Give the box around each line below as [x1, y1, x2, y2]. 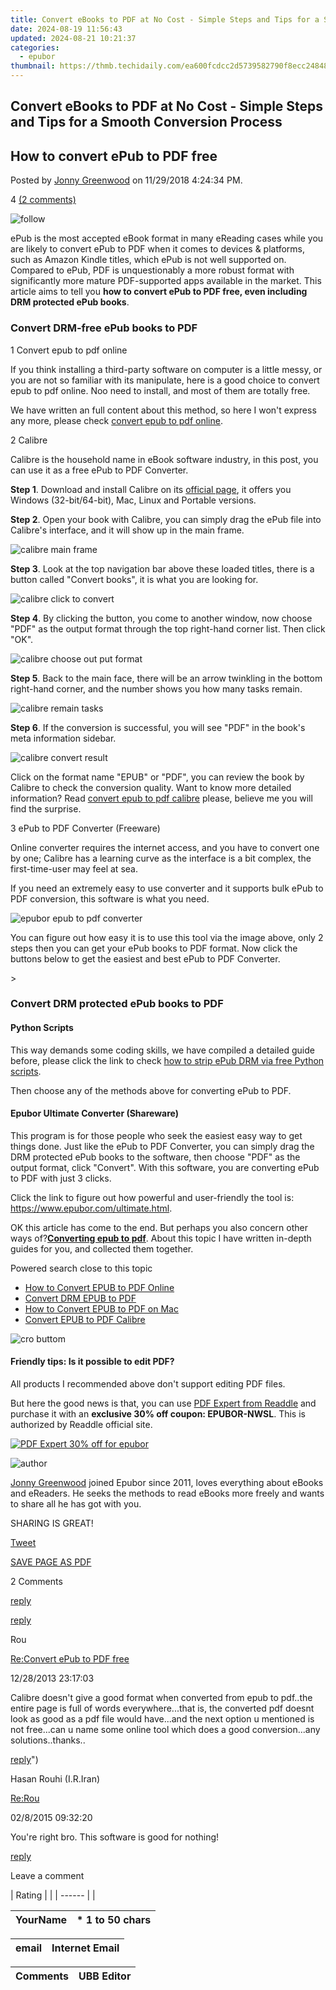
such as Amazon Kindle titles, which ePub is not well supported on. [10, 254, 287, 266]
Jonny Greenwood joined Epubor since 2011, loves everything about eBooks [10, 1477, 324, 1489]
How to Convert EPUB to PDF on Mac [24, 1302, 179, 1315]
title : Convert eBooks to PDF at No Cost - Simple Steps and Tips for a [10, 14, 320, 25]
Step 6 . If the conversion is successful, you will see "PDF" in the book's [10, 721, 306, 733]
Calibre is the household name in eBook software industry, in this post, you [10, 453, 319, 465]
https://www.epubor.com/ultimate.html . [10, 1202, 173, 1214]
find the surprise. [10, 802, 82, 815]
